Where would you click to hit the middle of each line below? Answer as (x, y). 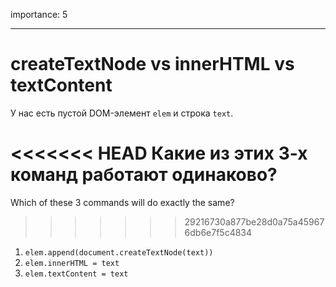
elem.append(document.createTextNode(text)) (119, 252)
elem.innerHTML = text (72, 263)
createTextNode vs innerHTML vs (152, 64)
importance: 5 (39, 14)
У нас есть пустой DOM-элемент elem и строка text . (122, 113)
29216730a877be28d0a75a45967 (254, 221)
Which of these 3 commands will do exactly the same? (122, 202)
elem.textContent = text (76, 274)
